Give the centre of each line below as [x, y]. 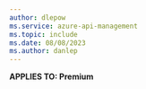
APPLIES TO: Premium [52, 76]
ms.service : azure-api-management [74, 26]
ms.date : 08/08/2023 [48, 43]
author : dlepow [38, 18]
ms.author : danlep [43, 51]
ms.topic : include [43, 34]
